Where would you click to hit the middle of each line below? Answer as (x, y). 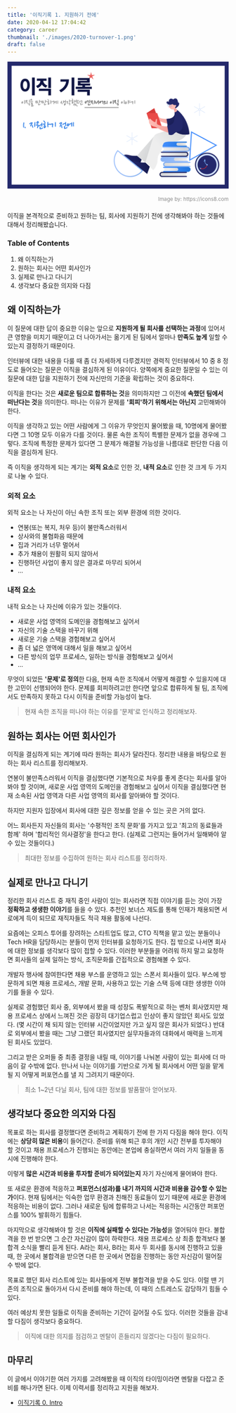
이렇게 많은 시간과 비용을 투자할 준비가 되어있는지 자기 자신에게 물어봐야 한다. (112, 1173)
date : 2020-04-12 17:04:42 (47, 22)
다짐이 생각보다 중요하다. (48, 1321)
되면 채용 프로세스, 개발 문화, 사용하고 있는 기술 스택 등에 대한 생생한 (119, 983)
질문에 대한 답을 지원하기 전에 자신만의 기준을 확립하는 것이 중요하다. (101, 378)
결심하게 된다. (39, 452)
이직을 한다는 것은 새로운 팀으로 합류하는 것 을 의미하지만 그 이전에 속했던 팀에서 (115, 393)
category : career (33, 30)
